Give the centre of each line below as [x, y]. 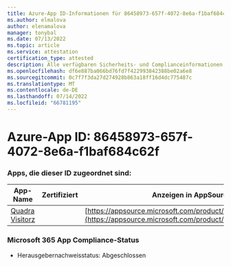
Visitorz [23, 219]
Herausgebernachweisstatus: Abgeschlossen [81, 255]
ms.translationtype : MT [41, 84]
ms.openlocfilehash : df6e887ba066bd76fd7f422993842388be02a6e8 [100, 71]
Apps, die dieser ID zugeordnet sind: [69, 173]
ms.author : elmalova [37, 20]
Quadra [23, 211]
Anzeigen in [172, 195]
